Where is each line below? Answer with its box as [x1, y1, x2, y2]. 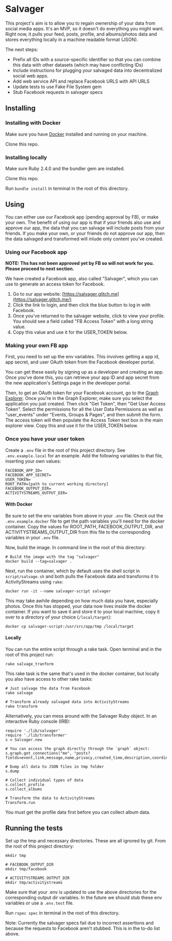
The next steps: [5, 46, 38, 52]
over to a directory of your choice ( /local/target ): [5, 614, 112, 620]
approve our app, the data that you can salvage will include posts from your [5, 224, 165, 231]
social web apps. [12, 72, 49, 79]
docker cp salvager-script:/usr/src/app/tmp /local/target [5, 624, 134, 629]
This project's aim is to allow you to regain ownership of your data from [5, 20, 156, 26]
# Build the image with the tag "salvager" [5, 554, 100, 560]
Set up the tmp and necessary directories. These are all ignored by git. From [5, 837, 166, 843]
